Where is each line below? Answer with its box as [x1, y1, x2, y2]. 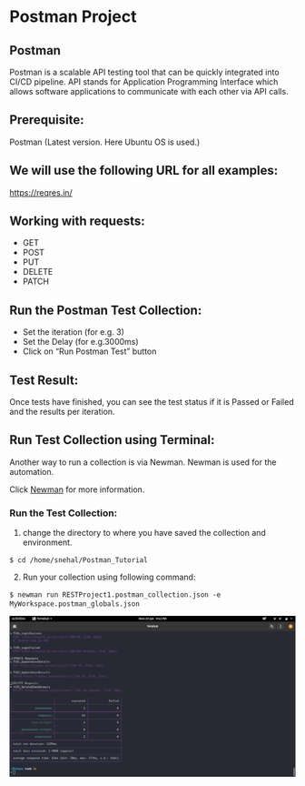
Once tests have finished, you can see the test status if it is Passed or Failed [9, 397, 294, 408]
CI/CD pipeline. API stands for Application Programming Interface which [9, 76, 279, 87]
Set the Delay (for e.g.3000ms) [22, 337, 139, 348]
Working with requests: [9, 214, 145, 229]
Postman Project [9, 6, 137, 27]
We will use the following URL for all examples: [9, 163, 279, 178]
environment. [22, 537, 73, 548]
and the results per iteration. [9, 407, 115, 418]
